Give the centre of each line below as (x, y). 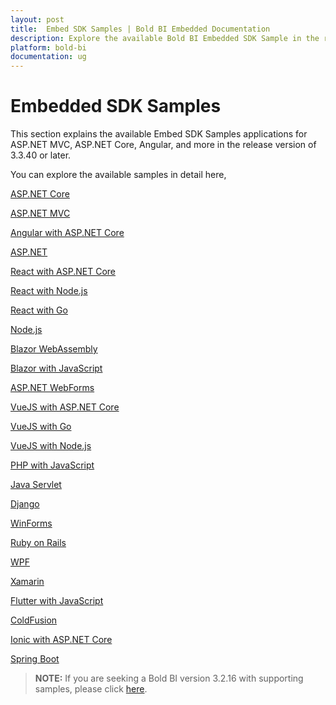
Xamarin (27, 582)
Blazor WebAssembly (54, 349)
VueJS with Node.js (51, 446)
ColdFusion (34, 620)
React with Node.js (49, 291)
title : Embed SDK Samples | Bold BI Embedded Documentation (140, 29)
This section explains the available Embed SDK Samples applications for (159, 134)
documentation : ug (48, 57)
